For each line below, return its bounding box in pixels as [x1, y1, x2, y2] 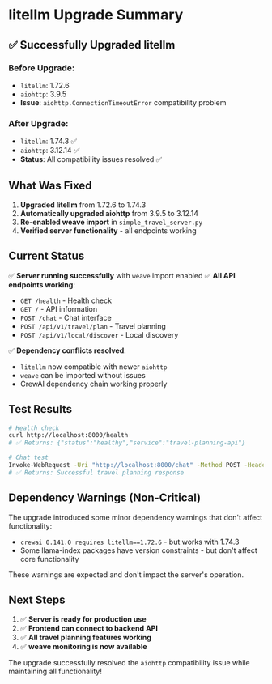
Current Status [8, 249, 85, 263]
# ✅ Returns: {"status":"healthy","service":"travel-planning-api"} [8, 439, 246, 447]
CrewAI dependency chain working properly [19, 379, 168, 389]
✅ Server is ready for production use [19, 614, 147, 624]
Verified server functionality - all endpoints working [19, 225, 197, 236]
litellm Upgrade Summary [8, 6, 184, 24]
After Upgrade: [8, 117, 69, 129]
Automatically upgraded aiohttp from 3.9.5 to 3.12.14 [19, 208, 198, 218]
